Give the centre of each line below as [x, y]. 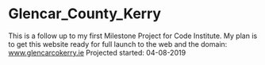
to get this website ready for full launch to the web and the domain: [118, 44]
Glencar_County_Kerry [84, 14]
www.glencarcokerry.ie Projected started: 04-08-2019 [97, 52]
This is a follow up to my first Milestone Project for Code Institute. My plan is [133, 36]
